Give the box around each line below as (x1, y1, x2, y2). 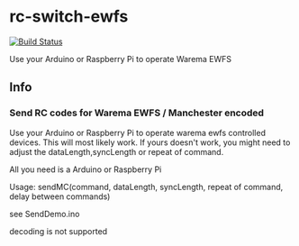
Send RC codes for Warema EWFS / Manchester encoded (9, 106, 264, 119)
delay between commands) (9, 191, 111, 202)
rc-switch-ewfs (9, 6, 129, 27)
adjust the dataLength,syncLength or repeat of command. (9, 146, 224, 157)
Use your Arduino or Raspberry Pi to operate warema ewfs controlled (9, 127, 266, 138)
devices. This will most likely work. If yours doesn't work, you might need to (9, 137, 291, 148)
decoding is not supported (9, 225, 108, 236)
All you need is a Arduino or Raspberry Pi (9, 164, 162, 175)
